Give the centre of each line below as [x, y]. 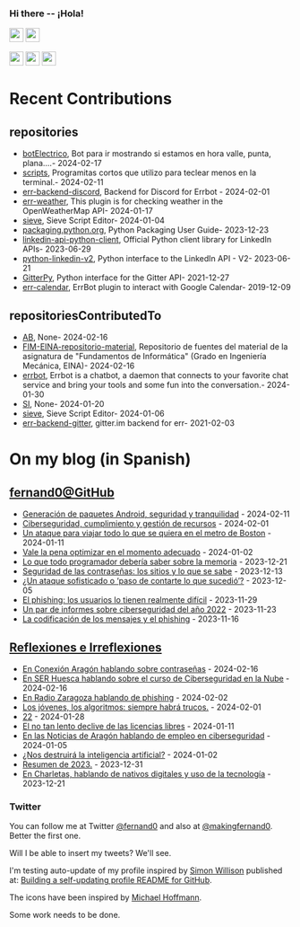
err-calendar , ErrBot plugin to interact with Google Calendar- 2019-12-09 [156, 287]
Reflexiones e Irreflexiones [86, 647]
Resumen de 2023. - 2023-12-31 [82, 764]
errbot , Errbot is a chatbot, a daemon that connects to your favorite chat [155, 375]
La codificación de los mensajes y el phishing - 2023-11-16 [131, 619]
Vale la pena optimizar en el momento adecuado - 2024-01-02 [137, 552]
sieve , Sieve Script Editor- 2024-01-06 [93, 414]
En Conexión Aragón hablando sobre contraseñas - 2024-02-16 [140, 668]
